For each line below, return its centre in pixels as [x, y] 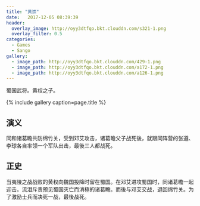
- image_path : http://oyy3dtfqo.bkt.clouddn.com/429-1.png [86, 62]
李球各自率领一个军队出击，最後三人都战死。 [61, 146]
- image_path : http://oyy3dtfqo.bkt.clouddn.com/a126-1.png [87, 73]
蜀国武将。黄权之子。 [32, 91]
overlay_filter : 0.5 [37, 34]
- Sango [21, 51]
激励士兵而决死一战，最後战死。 [50, 196]
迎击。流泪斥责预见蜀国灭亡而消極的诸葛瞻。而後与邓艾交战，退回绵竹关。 [97, 189]
